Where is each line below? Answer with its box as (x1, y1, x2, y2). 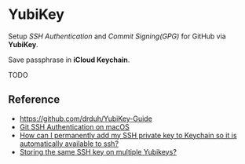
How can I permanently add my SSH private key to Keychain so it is (19, 130, 237, 140)
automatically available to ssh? (19, 139, 119, 148)
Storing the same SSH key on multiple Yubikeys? (19, 147, 177, 156)
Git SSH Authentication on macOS (19, 122, 130, 131)
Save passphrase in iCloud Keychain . (8, 55, 130, 64)
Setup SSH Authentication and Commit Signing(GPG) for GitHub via (8, 31, 226, 41)
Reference (8, 93, 60, 107)
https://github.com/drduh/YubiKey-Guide (19, 114, 153, 123)
